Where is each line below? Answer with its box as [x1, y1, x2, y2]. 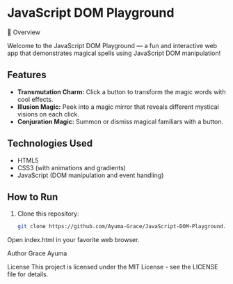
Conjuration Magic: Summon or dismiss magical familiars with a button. [17, 117, 224, 126]
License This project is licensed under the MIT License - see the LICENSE [7, 263, 218, 271]
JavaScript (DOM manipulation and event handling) [17, 171, 164, 179]
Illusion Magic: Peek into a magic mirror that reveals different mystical [17, 103, 219, 111]
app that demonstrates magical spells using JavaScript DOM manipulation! [7, 49, 221, 57]
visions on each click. [17, 110, 80, 118]
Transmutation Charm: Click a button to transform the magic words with [17, 87, 226, 96]
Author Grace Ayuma [7, 249, 67, 257]
